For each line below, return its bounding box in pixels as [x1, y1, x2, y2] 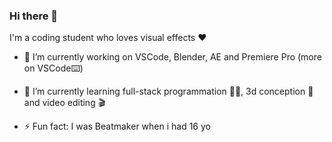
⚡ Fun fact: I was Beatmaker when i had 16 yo [23, 120, 211, 133]
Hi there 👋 [9, 9, 59, 23]
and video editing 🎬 [23, 97, 106, 109]
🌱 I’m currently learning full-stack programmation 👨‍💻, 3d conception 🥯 [23, 85, 314, 98]
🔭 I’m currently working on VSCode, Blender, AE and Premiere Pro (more [23, 51, 322, 63]
